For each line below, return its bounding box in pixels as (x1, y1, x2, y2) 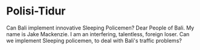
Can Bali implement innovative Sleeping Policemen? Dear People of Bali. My (6, 24, 195, 31)
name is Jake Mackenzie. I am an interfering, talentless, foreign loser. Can (6, 30, 190, 37)
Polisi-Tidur (6, 4, 66, 18)
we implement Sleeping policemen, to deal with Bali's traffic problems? (6, 37, 182, 44)
